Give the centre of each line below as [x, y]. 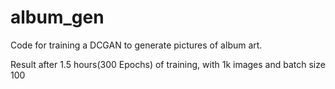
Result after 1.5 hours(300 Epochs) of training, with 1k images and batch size [168, 64]
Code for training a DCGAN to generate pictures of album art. [136, 45]
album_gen [57, 17]
